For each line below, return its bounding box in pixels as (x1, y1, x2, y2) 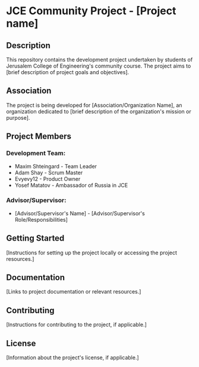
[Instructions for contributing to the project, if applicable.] (6, 321, 147, 328)
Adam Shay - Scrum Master (14, 169, 83, 176)
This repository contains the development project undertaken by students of (6, 56, 193, 63)
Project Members (6, 132, 72, 142)
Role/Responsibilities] (14, 216, 68, 223)
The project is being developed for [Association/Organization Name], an (6, 101, 182, 108)
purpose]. (6, 114, 30, 121)
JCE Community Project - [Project (6, 4, 176, 18)
